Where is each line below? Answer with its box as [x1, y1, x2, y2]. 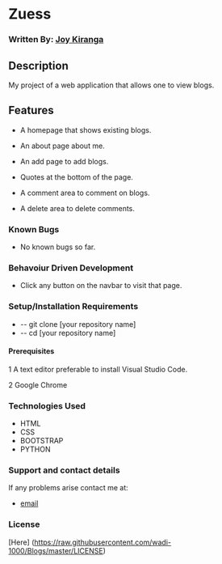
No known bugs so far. [19, 242, 96, 252]
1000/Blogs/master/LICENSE [8, 545, 103, 555]
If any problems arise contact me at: [8, 483, 129, 493]
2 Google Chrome [8, 380, 68, 389]
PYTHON [19, 444, 51, 454]
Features [8, 104, 54, 117]
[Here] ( [8, 537, 35, 547]
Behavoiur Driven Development [8, 262, 134, 274]
